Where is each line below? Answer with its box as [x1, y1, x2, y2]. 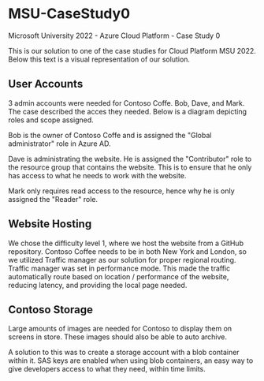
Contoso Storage [8, 303, 93, 316]
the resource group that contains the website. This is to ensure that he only [8, 162, 252, 172]
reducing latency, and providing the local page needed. [8, 280, 188, 289]
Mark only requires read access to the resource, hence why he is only [8, 186, 235, 196]
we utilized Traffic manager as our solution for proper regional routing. [8, 255, 236, 264]
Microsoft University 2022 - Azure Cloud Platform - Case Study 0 [8, 31, 221, 40]
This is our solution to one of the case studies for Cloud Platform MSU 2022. [8, 46, 256, 55]
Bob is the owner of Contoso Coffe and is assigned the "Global [8, 130, 212, 140]
